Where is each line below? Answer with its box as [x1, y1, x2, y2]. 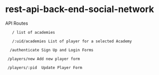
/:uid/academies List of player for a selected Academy [12, 39, 132, 44]
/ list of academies [12, 30, 56, 35]
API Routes [5, 20, 28, 26]
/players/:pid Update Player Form [7, 65, 82, 70]
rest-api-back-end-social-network [5, 4, 154, 15]
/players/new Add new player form [7, 56, 80, 61]
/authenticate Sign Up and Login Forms [10, 47, 94, 52]
